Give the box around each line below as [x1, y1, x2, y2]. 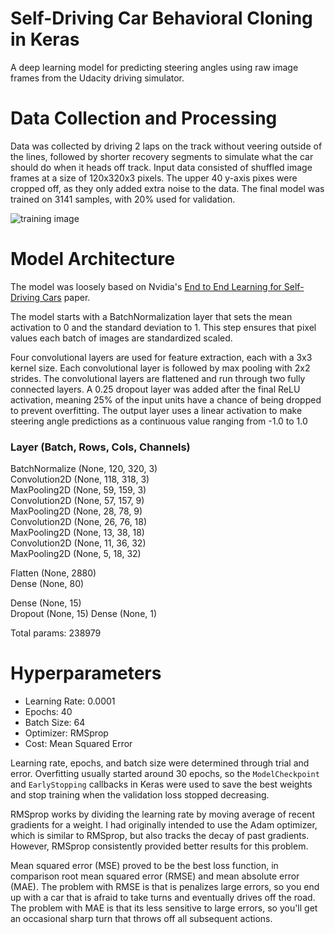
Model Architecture [10, 248, 176, 271]
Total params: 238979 [10, 627, 102, 639]
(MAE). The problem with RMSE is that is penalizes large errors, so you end [10, 881, 320, 893]
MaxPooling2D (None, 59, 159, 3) [10, 484, 147, 496]
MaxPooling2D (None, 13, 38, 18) [10, 527, 145, 539]
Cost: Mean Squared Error [24, 738, 133, 750]
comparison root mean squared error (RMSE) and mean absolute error [10, 870, 300, 882]
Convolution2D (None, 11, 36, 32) [10, 537, 147, 549]
